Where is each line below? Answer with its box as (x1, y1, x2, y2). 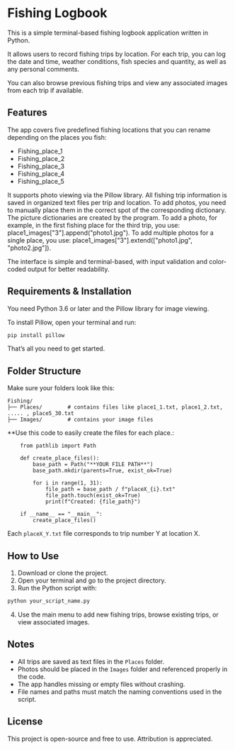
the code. (17, 672, 46, 680)
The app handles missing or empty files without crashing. (17, 680, 185, 688)
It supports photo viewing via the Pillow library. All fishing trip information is (7, 190, 228, 199)
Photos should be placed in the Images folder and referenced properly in (17, 665, 228, 673)
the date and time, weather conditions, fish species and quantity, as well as (7, 57, 227, 65)
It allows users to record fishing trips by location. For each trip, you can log (7, 50, 226, 58)
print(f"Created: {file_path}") (45, 498, 141, 505)
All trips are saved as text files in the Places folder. (17, 657, 165, 666)
